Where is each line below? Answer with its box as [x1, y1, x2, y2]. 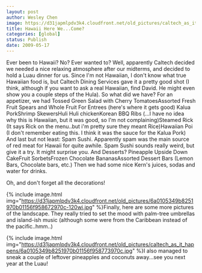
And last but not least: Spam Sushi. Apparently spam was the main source [6, 135, 189, 143]
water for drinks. [6, 167, 47, 174]
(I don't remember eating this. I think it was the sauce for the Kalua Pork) [6, 129, 186, 136]
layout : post [6, 8, 39, 15]
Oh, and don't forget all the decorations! [6, 179, 105, 186]
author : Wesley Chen [6, 14, 58, 20]
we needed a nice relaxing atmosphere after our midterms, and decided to [6, 65, 191, 72]
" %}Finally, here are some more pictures [92, 203, 194, 210]
